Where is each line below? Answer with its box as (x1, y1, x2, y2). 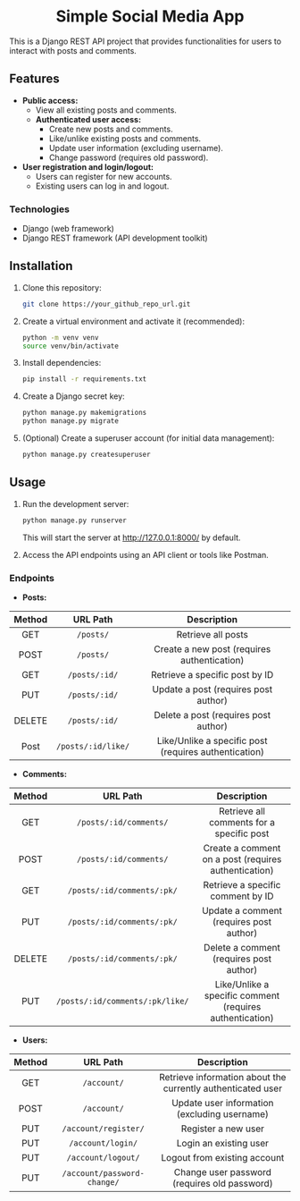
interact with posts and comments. (9, 45, 137, 55)
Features (9, 72, 60, 87)
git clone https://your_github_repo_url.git (21, 300, 191, 309)
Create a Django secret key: (21, 391, 125, 402)
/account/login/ (68, 1138, 138, 1148)
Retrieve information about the (159, 1070, 287, 1083)
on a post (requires (202, 852, 282, 865)
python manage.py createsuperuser (21, 450, 151, 460)
